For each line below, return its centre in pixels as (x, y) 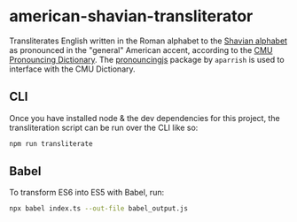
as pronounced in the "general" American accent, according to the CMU (141, 50)
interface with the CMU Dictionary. (72, 69)
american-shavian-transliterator (131, 16)
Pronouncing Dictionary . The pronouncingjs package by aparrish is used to (147, 59)
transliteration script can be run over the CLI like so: (104, 127)
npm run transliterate (51, 143)
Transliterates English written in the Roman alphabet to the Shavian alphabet (148, 41)
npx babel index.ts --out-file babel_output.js (99, 209)
